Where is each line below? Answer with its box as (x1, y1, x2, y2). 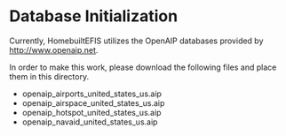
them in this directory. (9, 71, 90, 81)
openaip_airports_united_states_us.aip (21, 88, 163, 99)
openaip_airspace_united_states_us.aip (21, 97, 165, 108)
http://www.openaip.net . (9, 44, 99, 55)
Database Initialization (9, 6, 179, 26)
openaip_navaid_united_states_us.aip (21, 117, 158, 127)
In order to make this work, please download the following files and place (9, 62, 277, 72)
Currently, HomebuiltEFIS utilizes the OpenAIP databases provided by (9, 35, 264, 46)
